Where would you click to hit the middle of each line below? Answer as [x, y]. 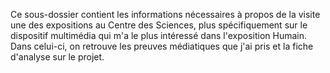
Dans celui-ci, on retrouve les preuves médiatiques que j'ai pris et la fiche [162, 46]
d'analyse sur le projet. [57, 57]
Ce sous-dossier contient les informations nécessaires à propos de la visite [165, 14]
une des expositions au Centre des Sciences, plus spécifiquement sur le [159, 25]
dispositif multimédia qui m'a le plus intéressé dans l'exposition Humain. [159, 35]
